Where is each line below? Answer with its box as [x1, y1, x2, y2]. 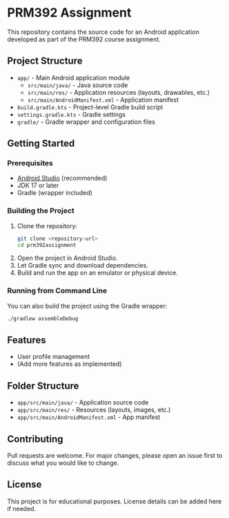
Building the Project [7, 206, 74, 216]
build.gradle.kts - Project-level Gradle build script [17, 102, 163, 111]
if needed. [7, 504, 37, 512]
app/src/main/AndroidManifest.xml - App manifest [17, 413, 161, 421]
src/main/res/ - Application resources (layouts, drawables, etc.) [27, 88, 210, 96]
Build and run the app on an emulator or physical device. [17, 268, 178, 277]
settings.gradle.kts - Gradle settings [17, 110, 126, 118]
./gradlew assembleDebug [7, 315, 79, 322]
